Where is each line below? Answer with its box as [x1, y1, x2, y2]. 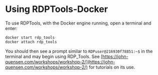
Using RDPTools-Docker [5, 3, 108, 15]
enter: [5, 25, 18, 31]
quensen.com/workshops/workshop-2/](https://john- [5, 58, 115, 64]
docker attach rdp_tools [5, 39, 57, 44]
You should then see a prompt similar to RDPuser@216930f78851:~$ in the [5, 48, 153, 54]
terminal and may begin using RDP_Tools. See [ [5, 53, 103, 59]
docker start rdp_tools [5, 35, 55, 40]
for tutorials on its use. [88, 64, 135, 70]
